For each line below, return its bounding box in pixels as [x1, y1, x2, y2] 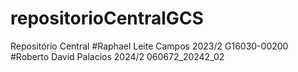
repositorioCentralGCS [10, 7, 204, 30]
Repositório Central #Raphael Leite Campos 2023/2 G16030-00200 [10, 40, 289, 52]
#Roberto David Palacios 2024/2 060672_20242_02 [10, 50, 225, 62]
